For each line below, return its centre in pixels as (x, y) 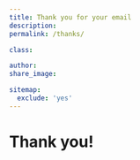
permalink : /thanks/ (47, 34)
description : (33, 26)
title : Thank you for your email (70, 17)
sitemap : (25, 90)
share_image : (33, 74)
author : (23, 66)
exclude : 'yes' (45, 98)
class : (21, 50)
